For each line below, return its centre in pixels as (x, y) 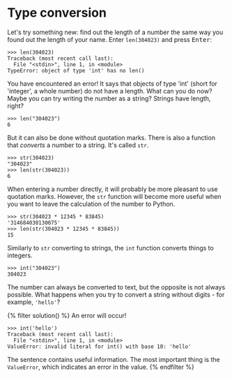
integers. (20, 255)
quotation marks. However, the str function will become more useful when (114, 196)
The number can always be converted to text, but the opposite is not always (116, 287)
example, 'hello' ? (34, 302)
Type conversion (57, 13)
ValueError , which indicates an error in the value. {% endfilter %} (101, 367)
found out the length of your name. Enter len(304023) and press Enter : (110, 39)
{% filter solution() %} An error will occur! (67, 315)
